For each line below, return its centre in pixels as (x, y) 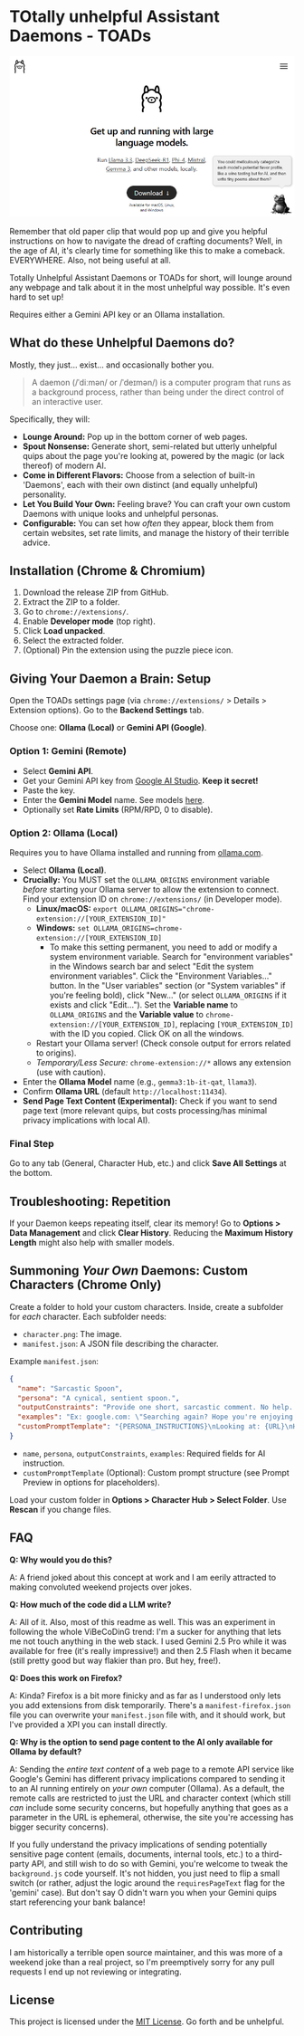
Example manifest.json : (54, 1361)
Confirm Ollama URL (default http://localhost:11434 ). (125, 1091)
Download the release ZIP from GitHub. (95, 593)
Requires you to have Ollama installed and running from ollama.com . (137, 852)
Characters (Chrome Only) (85, 1285)
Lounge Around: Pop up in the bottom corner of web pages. (135, 436)
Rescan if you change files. (60, 1509)
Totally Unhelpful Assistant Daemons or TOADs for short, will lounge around (151, 277)
